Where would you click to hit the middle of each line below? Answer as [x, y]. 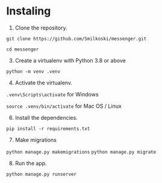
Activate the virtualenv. [43, 82]
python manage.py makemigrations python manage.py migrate [81, 152]
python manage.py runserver [42, 174]
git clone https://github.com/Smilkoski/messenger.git [76, 39]
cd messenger [23, 49]
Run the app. [31, 163]
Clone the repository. [41, 28]
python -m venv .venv [33, 71]
